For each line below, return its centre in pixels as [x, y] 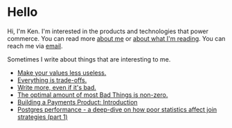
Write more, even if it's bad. [57, 87]
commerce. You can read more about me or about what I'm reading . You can [116, 38]
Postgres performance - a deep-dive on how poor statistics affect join [117, 109]
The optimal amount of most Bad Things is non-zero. [92, 95]
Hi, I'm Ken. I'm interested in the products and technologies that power [108, 31]
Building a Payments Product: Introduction [77, 102]
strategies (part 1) [42, 117]
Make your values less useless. [62, 73]
